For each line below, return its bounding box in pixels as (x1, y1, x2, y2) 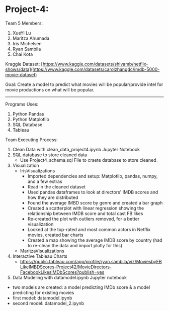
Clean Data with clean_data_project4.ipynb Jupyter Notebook (12, 146, 140, 152)
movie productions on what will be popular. (5, 86, 95, 92)
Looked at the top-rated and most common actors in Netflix (27, 226, 151, 232)
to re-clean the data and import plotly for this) (27, 242, 122, 248)
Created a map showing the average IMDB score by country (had (27, 237, 162, 243)
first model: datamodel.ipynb (12, 295, 72, 301)
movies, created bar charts (27, 232, 84, 238)
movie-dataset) (5, 71, 37, 77)
